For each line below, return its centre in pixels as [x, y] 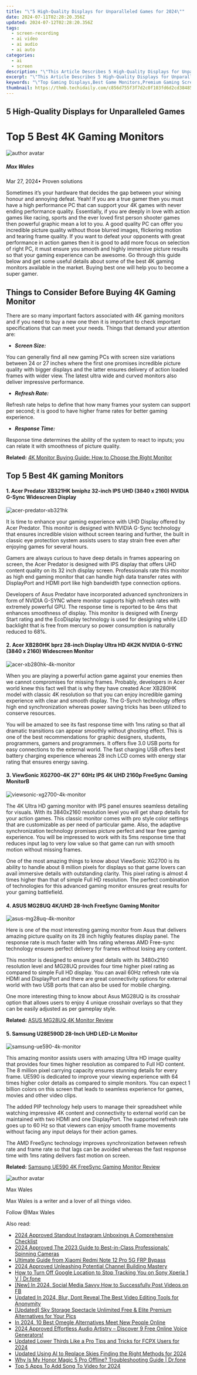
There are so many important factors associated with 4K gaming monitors [95, 315]
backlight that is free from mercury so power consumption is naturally [90, 625]
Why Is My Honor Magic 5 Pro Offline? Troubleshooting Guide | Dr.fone [100, 1360]
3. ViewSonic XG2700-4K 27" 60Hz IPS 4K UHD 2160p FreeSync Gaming [97, 775]
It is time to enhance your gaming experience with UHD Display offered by [96, 521]
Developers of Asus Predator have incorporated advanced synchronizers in [97, 594]
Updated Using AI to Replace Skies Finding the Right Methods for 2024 [100, 1354]
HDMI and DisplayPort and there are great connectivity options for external [96, 979]
